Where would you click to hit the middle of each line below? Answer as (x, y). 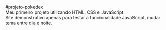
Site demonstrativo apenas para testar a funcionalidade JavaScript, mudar (83, 18)
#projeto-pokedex (24, 7)
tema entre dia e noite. (29, 23)
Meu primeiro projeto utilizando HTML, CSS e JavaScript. (65, 12)
